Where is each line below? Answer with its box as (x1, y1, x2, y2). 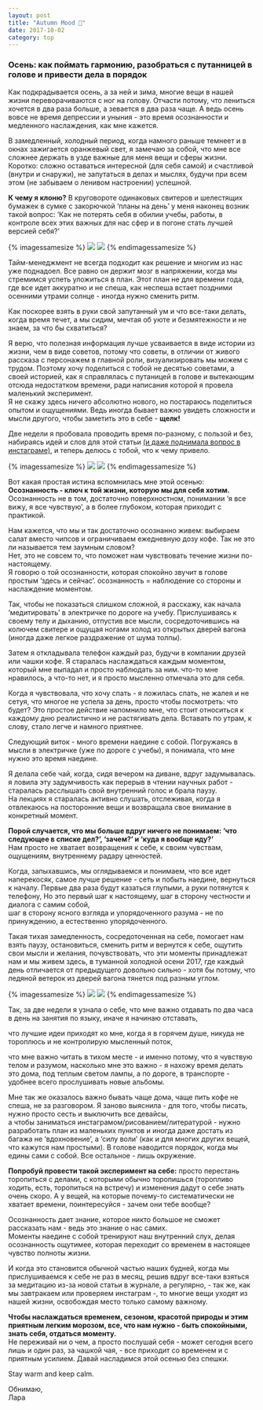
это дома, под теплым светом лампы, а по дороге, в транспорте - (8, 1069, 230, 1078)
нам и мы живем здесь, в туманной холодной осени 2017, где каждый (8, 956, 245, 966)
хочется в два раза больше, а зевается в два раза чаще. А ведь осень (8, 104, 244, 113)
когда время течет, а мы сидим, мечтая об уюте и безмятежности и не (8, 315, 247, 324)
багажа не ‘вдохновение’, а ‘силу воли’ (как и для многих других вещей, (8, 1134, 250, 1143)
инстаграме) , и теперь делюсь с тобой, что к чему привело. (8, 445, 210, 455)
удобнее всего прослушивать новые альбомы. (8, 1077, 165, 1086)
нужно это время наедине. (8, 753, 99, 763)
